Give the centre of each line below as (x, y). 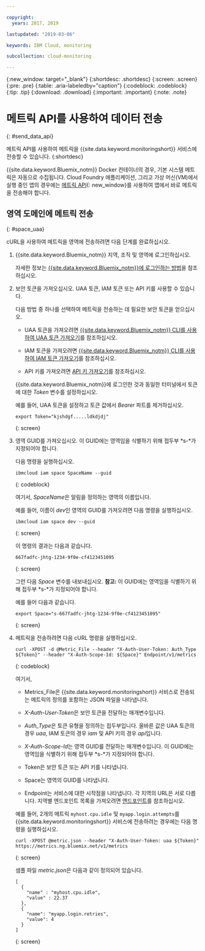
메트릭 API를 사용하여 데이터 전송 (85, 119)
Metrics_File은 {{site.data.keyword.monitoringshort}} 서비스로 (101, 691)
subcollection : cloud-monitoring (49, 56)
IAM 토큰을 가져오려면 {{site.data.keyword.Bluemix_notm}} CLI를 (104, 350)
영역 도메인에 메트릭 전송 (50, 214)
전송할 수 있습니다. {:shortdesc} (45, 156)
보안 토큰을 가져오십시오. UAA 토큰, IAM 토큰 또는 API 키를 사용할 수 (97, 288)
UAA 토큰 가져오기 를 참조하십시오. (77, 337)
